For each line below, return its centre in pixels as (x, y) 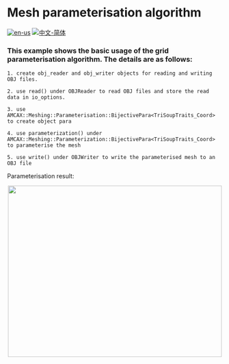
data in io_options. (37, 97)
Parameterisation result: (41, 176)
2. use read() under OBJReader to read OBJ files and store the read (108, 92)
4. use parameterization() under (55, 134)
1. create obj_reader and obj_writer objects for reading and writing (110, 73)
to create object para (39, 121)
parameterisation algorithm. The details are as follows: (100, 59)
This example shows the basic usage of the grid (88, 51)
